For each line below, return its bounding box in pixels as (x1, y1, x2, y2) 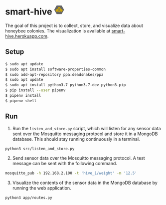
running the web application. (12, 185, 71, 191)
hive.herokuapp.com (5, 33, 47, 39)
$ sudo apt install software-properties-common (5, 67, 106, 72)
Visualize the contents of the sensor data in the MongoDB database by (12, 180, 158, 186)
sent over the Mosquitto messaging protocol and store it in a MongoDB (12, 131, 158, 137)
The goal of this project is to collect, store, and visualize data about (5, 22, 144, 28)
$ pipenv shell (5, 98, 37, 103)
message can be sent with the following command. (12, 161, 117, 167)
